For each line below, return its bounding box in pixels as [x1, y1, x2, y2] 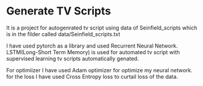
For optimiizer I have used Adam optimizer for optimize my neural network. [6, 66, 193, 73]
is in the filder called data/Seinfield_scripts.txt [6, 30, 121, 37]
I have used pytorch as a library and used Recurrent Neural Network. [6, 42, 178, 49]
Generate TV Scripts [6, 4, 111, 18]
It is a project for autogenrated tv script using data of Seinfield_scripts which [6, 24, 198, 31]
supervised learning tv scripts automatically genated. [6, 55, 139, 62]
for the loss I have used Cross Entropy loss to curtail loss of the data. [6, 73, 178, 80]
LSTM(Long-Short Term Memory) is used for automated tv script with [6, 48, 180, 55]
